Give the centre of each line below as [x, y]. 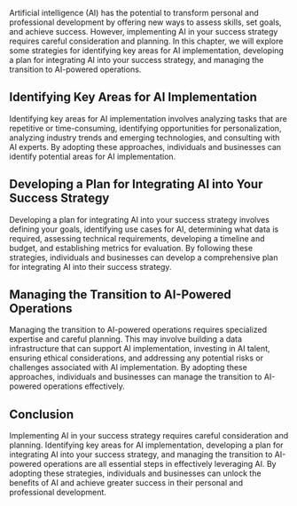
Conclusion [42, 414]
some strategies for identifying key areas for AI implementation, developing [146, 51]
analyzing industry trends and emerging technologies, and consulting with [145, 138]
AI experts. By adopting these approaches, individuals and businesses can [145, 146]
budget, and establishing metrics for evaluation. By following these [131, 248]
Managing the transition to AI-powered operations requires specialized [138, 330]
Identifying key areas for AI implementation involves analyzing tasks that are [148, 118]
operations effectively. [84, 386]
